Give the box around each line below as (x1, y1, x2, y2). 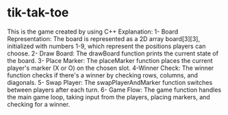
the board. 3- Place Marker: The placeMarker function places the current (7, 56, 214, 64)
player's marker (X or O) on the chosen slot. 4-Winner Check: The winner (7, 64, 214, 72)
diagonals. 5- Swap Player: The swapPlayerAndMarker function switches (7, 78, 213, 86)
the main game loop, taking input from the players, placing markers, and (7, 92, 210, 101)
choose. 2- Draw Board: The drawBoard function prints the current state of (7, 49, 219, 57)
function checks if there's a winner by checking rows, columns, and (7, 71, 199, 79)
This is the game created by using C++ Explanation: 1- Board (7, 27, 179, 36)
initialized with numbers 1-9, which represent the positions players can (7, 42, 206, 50)
